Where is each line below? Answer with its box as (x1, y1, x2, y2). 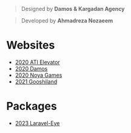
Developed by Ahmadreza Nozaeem (21, 17, 113, 24)
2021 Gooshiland (15, 77, 58, 85)
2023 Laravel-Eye (15, 119, 60, 127)
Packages (6, 99, 58, 113)
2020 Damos (15, 65, 48, 72)
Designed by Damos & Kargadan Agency (21, 5, 125, 12)
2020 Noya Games (15, 71, 62, 79)
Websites (6, 38, 55, 52)
